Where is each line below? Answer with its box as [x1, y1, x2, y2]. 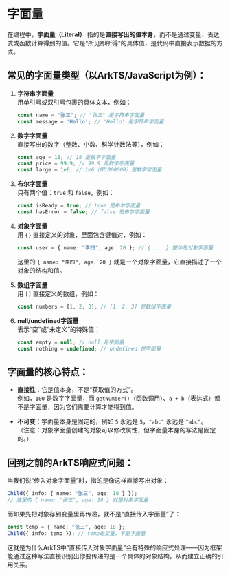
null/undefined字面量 [16, 316, 79, 324]
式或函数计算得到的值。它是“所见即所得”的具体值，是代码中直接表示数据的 [7, 39, 218, 47]
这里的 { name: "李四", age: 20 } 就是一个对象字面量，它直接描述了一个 [16, 258, 222, 266]
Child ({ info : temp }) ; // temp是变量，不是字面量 [7, 530, 146, 537]
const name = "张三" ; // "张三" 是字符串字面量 [16, 112, 145, 118]
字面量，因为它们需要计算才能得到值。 [29, 403, 138, 411]
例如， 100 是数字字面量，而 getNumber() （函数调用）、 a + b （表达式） [16, 394, 215, 403]
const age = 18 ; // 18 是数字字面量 [16, 154, 116, 160]
